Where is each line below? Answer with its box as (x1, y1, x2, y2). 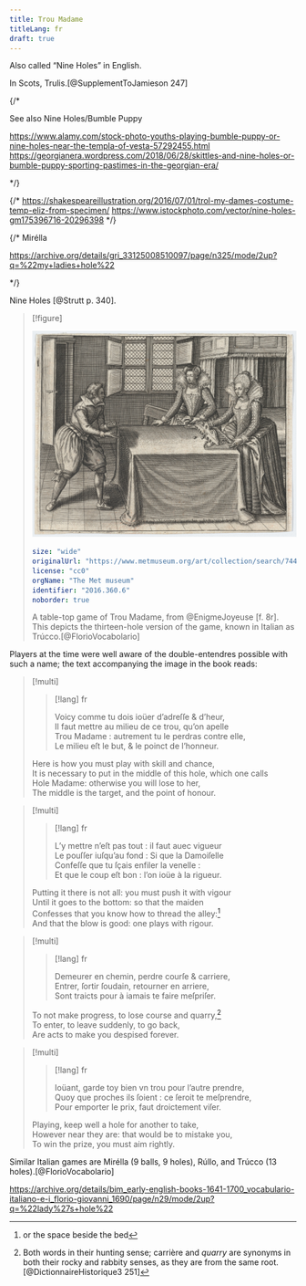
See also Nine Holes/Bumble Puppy (9, 113, 143, 124)
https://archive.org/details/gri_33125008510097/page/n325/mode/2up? (9, 250, 278, 261)
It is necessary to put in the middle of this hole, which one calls (31, 768, 269, 779)
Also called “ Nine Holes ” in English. (9, 60, 142, 71)
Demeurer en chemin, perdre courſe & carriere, (54, 971, 230, 982)
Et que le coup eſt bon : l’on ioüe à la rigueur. (54, 870, 222, 881)
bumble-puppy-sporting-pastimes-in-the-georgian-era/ (9, 160, 219, 171)
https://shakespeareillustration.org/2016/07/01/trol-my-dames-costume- (21, 195, 294, 206)
